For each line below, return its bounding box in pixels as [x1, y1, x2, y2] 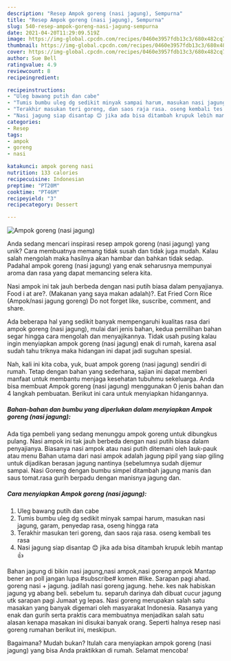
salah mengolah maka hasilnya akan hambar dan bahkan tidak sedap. [7, 254, 204, 262]
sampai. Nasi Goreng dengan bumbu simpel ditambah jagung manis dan [7, 466, 212, 475]
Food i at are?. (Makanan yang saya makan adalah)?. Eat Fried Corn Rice [7, 290, 212, 298]
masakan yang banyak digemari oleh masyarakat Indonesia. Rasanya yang [7, 604, 218, 612]
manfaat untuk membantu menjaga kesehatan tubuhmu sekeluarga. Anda [7, 375, 215, 383]
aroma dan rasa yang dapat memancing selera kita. [7, 269, 153, 277]
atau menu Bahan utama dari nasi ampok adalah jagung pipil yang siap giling [7, 452, 224, 460]
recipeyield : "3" [7, 195, 57, 202]
